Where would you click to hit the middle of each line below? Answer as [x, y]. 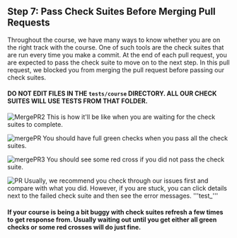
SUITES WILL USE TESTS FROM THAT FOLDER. [77, 101]
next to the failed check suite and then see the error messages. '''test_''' [113, 196]
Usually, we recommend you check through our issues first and [116, 181]
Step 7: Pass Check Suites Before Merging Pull [111, 12]
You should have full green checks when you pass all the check [135, 138]
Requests [29, 23]
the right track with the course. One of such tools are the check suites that [116, 47]
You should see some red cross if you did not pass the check [135, 159]
